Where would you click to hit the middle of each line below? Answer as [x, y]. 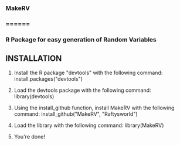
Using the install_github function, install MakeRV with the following [94, 108]
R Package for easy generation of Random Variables [81, 39]
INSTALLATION [34, 59]
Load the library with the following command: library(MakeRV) [89, 125]
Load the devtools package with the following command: [82, 90]
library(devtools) [34, 96]
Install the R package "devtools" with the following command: [88, 72]
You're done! [29, 136]
